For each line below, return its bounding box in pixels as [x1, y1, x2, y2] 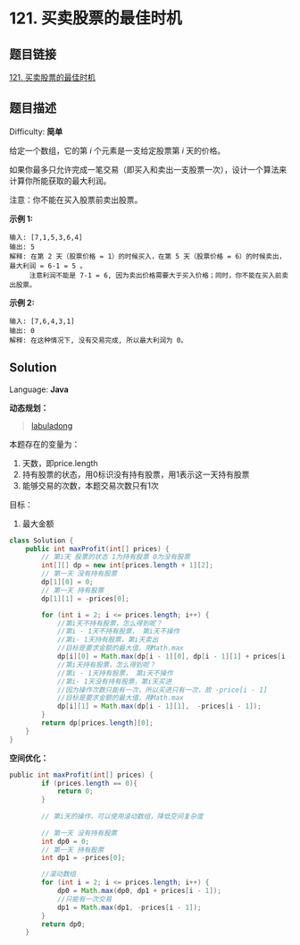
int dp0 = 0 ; [41, 837, 90, 846]
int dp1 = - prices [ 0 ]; [41, 854, 126, 863]
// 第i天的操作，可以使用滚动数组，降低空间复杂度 [41, 812, 204, 821]
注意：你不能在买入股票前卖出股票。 [9, 194, 143, 205]
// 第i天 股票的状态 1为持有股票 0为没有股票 [41, 552, 190, 562]
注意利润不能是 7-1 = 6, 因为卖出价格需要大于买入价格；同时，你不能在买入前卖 [29, 270, 288, 280]
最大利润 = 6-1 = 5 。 [9, 261, 87, 270]
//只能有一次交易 [56, 894, 112, 904]
